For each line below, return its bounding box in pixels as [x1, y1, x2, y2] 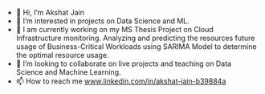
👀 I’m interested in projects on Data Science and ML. [15, 16, 190, 26]
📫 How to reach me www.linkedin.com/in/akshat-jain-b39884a [15, 76, 226, 86]
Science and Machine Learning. [15, 67, 122, 76]
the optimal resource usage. [15, 51, 109, 59]
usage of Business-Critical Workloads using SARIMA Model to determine [15, 42, 257, 51]
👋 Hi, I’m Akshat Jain [15, 8, 84, 17]
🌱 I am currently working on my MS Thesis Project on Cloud [15, 25, 214, 34]
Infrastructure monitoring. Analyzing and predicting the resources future [15, 33, 255, 43]
